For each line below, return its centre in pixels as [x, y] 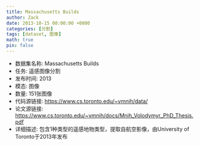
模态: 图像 [27, 86]
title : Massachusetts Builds [43, 12]
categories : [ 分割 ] [30, 29]
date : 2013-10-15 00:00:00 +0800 [48, 23]
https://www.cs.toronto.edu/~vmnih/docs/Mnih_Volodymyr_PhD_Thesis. [104, 115]
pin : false [20, 46]
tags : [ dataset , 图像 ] [34, 34]
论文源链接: [29, 109]
